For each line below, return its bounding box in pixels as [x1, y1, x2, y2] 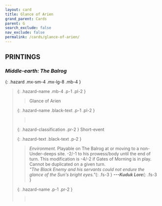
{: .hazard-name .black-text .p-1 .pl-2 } [17, 107, 95, 113]
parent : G [5, 21, 25, 26]
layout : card [5, 7, 32, 12]
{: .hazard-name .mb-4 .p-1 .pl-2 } [17, 88, 86, 94]
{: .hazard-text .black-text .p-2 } [17, 136, 82, 142]
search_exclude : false [5, 26, 51, 30]
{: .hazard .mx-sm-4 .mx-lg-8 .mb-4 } [5, 79, 81, 85]
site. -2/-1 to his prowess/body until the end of [57, 150, 151, 156]
